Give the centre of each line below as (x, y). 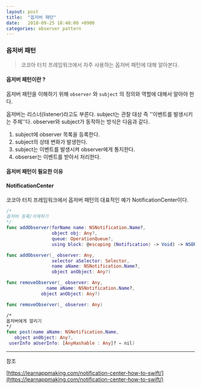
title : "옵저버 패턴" (31, 17)
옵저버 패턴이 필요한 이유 (35, 172)
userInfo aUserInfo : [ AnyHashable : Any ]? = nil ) (72, 344)
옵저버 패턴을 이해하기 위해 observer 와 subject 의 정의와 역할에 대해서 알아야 (97, 94)
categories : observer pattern (44, 28)
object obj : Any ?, (74, 233)
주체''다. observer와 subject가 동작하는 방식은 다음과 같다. (81, 121)
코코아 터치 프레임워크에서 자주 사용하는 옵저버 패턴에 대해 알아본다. (100, 65)
